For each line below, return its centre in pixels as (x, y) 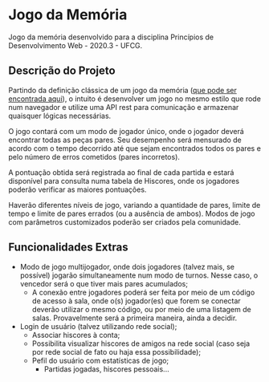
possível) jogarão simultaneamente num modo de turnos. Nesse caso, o (139, 275)
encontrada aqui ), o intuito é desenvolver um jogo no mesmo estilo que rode (134, 99)
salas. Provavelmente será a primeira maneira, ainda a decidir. (134, 318)
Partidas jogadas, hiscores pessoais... (107, 369)
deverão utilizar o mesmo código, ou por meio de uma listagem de (141, 309)
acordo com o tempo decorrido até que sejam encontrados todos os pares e (134, 148)
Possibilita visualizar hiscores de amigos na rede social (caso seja (141, 343)
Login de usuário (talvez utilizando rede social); (98, 326)
